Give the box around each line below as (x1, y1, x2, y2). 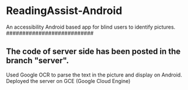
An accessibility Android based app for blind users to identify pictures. (6, 23, 176, 30)
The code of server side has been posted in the (6, 47, 181, 57)
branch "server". (6, 56, 69, 65)
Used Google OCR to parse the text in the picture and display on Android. (6, 71, 182, 78)
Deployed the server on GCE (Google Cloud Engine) (6, 77, 131, 84)
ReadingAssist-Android (6, 4, 123, 18)
